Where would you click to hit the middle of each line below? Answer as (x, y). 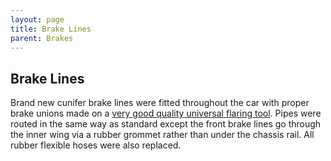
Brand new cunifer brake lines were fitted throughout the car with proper (160, 103)
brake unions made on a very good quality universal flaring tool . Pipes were (166, 113)
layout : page (37, 19)
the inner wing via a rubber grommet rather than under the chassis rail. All (162, 135)
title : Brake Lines (51, 29)
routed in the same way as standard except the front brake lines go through (166, 124)
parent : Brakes (42, 38)
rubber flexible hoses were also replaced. (96, 145)
